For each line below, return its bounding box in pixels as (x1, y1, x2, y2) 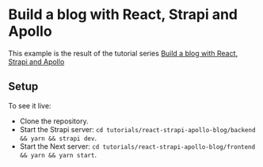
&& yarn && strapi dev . (19, 133, 97, 142)
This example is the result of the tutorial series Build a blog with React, (8, 48, 238, 58)
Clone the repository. (19, 116, 89, 126)
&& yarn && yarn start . (19, 150, 97, 159)
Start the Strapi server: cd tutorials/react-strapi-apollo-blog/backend (19, 124, 256, 134)
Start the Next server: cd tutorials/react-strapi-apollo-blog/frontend (19, 141, 256, 151)
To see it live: (8, 101, 51, 110)
